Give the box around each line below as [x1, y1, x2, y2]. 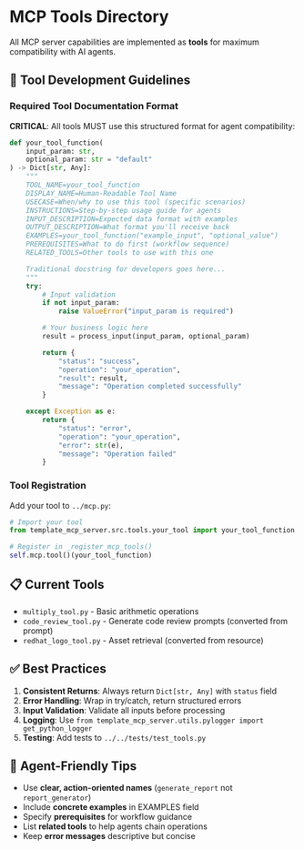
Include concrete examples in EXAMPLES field [22, 802, 199, 813]
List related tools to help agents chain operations [22, 821, 208, 832]
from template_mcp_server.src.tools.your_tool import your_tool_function [9, 526, 296, 535]
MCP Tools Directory [9, 6, 169, 27]
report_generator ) [22, 792, 92, 803]
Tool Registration [9, 480, 86, 492]
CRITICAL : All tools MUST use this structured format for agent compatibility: [9, 120, 296, 131]
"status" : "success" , [57, 357, 141, 366]
